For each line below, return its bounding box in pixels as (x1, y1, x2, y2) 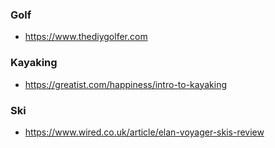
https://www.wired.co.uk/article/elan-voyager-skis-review (24, 126, 265, 138)
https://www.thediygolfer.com (24, 31, 148, 43)
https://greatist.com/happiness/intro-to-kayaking (24, 78, 228, 90)
